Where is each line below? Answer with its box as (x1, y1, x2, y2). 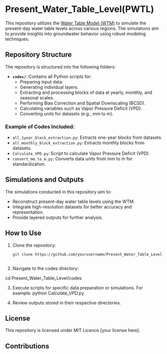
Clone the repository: (12, 242, 56, 248)
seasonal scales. (19, 94, 54, 100)
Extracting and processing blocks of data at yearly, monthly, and (19, 89, 153, 95)
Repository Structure (5, 50, 72, 59)
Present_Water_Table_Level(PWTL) (5, 3, 155, 15)
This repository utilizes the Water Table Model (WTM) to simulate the (5, 20, 147, 26)
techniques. (5, 36, 29, 42)
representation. (12, 209, 44, 215)
